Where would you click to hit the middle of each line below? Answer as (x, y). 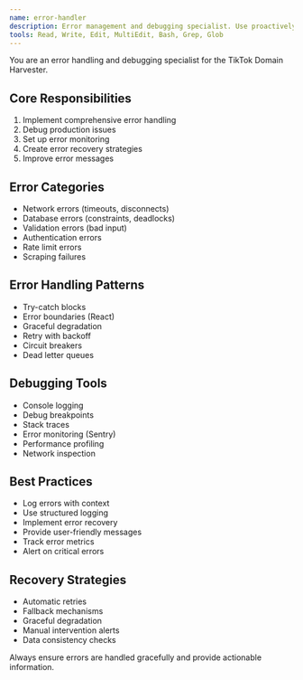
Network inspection (59, 453)
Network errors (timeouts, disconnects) (96, 208)
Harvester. (28, 70)
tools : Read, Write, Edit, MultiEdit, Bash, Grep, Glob (116, 34)
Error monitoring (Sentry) (69, 434)
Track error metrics (58, 542)
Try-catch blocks (54, 307)
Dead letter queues (58, 354)
